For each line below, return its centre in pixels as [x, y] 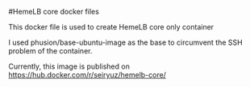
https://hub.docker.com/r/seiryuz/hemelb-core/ [87, 75]
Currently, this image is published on [69, 66]
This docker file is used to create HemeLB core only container [111, 27]
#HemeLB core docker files [54, 12]
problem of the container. [50, 51]
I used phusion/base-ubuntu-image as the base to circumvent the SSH [126, 42]
